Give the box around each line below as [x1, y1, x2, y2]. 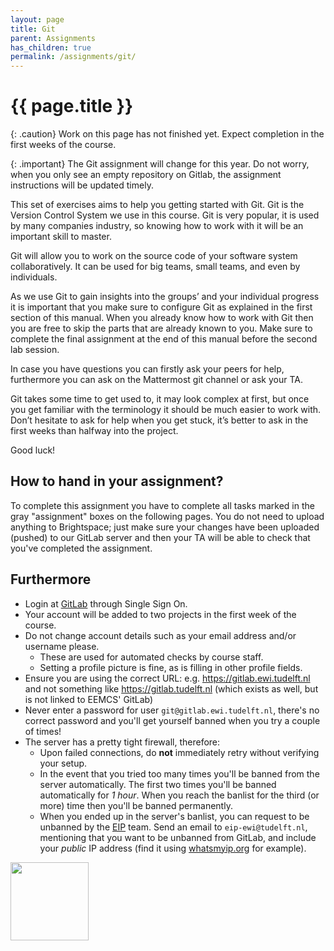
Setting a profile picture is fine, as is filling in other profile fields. [39, 661, 303, 673]
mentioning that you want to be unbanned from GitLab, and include [39, 831, 317, 843]
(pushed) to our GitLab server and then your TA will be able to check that [10, 531, 311, 543]
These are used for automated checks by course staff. [39, 651, 264, 663]
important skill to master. [10, 231, 112, 243]
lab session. [10, 344, 60, 356]
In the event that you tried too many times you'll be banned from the [39, 767, 320, 780]
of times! [24, 725, 62, 737]
